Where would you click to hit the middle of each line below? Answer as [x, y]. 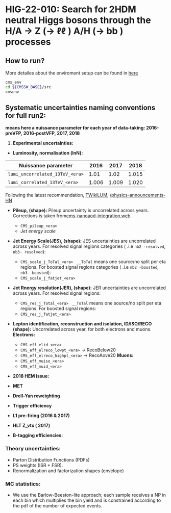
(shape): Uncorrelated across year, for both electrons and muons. [82, 329]
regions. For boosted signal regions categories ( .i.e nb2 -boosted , [90, 267]
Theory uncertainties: [33, 449]
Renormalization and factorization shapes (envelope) [68, 471]
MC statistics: [23, 484]
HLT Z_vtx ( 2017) [31, 426]
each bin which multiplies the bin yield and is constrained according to [87, 500]
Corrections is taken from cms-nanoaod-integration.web [71, 216]
